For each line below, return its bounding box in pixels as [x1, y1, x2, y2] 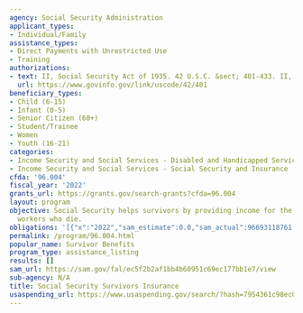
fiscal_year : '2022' [9, 181, 87, 190]
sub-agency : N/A [9, 273, 70, 282]
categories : [9, 147, 54, 156]
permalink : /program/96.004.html [9, 231, 135, 240]
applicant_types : [9, 22, 75, 31]
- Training [9, 55, 50, 64]
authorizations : [9, 64, 70, 73]
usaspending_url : [9, 290, 75, 299]
